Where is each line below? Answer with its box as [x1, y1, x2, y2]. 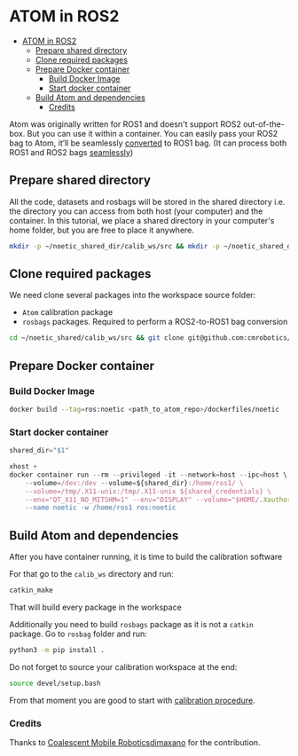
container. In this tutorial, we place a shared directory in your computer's [9, 215, 275, 225]
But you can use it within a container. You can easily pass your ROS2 [27, 128, 278, 138]
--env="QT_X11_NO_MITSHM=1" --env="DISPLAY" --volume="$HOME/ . [25, 495, 264, 504]
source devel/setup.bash [9, 679, 101, 688]
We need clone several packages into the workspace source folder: [9, 290, 256, 301]
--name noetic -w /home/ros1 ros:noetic [25, 503, 176, 512]
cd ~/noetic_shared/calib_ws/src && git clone [9, 334, 184, 343]
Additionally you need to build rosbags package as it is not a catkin [9, 618, 255, 629]
